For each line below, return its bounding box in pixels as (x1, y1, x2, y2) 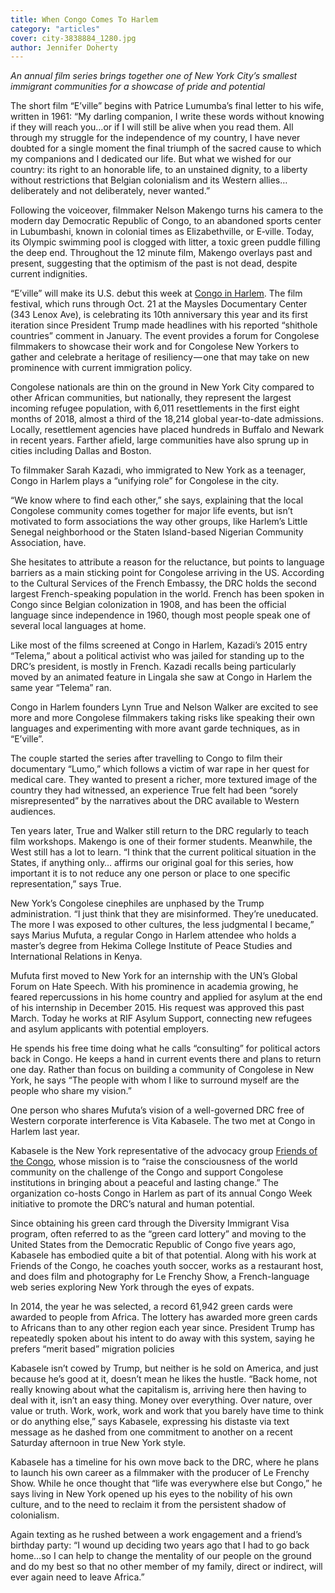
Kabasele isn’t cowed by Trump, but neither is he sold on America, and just (10, 1362, 319, 1375)
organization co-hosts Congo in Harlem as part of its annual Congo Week (10, 1187, 313, 1200)
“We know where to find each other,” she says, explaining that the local (10, 494, 304, 506)
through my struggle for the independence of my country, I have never (10, 132, 301, 144)
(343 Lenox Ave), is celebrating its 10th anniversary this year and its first (10, 309, 308, 321)
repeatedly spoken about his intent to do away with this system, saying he (10, 1332, 315, 1345)
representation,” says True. (10, 878, 122, 890)
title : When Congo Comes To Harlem (10, 14, 159, 25)
